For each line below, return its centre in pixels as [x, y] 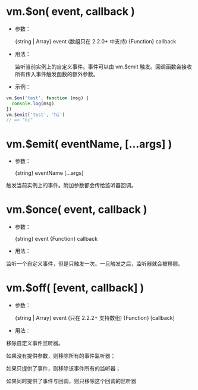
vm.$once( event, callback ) [77, 210]
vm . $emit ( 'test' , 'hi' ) [36, 115]
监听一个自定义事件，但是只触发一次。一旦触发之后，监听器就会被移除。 [95, 264]
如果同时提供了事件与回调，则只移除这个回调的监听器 [71, 381]
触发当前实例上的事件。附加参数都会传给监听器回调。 [71, 185]
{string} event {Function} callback [56, 239]
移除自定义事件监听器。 [35, 343]
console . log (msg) [33, 103]
